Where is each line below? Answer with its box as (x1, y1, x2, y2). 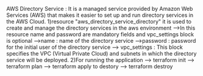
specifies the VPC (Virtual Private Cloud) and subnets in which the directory (6, 50, 197, 57)
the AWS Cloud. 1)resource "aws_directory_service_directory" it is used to (6, 18, 192, 25)
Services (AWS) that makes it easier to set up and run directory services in (6, 11, 194, 19)
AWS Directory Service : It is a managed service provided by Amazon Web (6, 5, 193, 12)
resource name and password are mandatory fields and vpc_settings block (6, 31, 194, 38)
